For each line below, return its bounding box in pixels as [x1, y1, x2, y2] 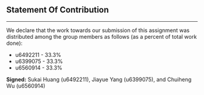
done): [6, 39, 23, 47]
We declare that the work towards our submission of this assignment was [6, 27, 190, 34]
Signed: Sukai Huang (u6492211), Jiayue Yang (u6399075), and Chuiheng [6, 76, 192, 83]
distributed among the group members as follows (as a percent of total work [6, 33, 197, 40]
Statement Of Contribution [6, 5, 109, 15]
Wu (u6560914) [6, 82, 46, 90]
